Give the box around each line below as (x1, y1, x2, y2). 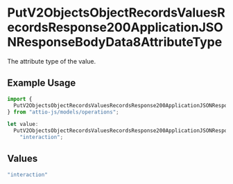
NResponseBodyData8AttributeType (7, 35, 223, 50)
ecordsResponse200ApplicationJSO (7, 19, 223, 35)
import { (7, 95, 33, 102)
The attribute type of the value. (7, 57, 96, 65)
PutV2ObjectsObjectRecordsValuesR (7, 5, 225, 21)
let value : (7, 121, 39, 128)
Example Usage (7, 77, 76, 89)
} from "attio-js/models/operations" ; (7, 109, 119, 116)
